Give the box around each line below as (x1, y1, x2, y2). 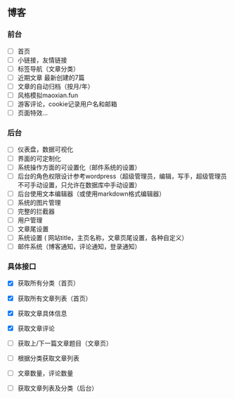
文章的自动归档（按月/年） (17, 82, 94, 90)
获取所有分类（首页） (17, 279, 79, 287)
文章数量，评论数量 (17, 369, 74, 377)
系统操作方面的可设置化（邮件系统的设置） (17, 163, 141, 171)
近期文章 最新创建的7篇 (17, 73, 85, 82)
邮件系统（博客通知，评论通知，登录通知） (17, 242, 141, 251)
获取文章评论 (17, 324, 55, 332)
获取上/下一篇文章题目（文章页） (17, 338, 112, 347)
